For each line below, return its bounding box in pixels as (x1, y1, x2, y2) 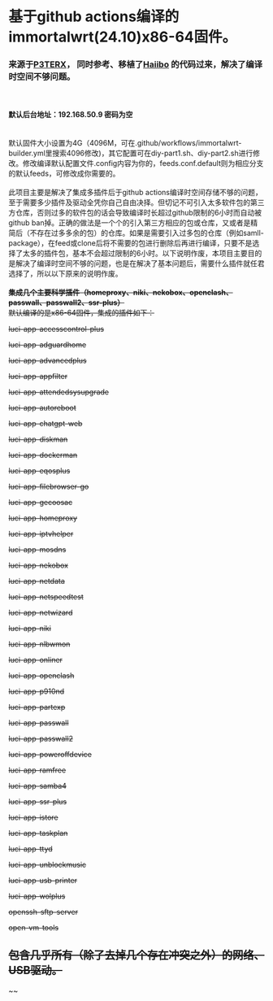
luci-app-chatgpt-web (8, 418, 83, 428)
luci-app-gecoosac (8, 497, 73, 507)
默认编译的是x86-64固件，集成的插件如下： (8, 307, 155, 317)
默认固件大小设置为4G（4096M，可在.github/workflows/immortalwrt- (8, 137, 242, 147)
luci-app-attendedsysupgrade (8, 387, 110, 397)
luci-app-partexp (8, 702, 66, 712)
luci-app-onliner (8, 655, 63, 664)
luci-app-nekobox (8, 560, 69, 570)
